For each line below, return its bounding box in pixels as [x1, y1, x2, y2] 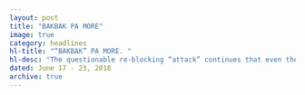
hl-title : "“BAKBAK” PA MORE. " [9, 47, 132, 56]
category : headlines [9, 38, 88, 48]
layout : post [9, 13, 59, 23]
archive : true [9, 72, 64, 81]
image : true [9, 30, 54, 39]
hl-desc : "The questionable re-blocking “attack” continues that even [9, 55, 282, 64]
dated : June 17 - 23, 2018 [9, 64, 112, 73]
